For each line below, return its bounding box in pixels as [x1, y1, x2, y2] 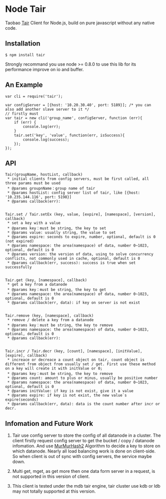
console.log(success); [23, 137, 70, 142]
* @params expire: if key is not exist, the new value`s [7, 393, 127, 398]
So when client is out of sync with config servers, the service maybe [12, 454, 152, 459]
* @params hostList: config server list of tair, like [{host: [7, 190, 140, 196]
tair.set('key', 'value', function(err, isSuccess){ [14, 132, 125, 138]
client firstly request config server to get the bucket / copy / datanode [12, 438, 155, 444]
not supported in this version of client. [12, 473, 90, 480]
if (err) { [14, 120, 37, 125]
